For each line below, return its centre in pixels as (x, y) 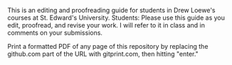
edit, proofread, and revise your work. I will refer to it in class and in (106, 25)
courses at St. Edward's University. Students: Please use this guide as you (116, 18)
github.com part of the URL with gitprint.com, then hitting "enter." (103, 54)
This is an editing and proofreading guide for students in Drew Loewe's (111, 10)
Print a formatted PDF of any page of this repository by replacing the (108, 46)
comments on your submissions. (55, 32)
